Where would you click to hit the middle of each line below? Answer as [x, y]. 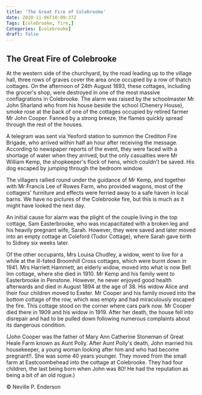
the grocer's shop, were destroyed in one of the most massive [83, 92]
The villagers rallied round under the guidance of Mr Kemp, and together [96, 180]
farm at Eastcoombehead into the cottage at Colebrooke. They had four [95, 362]
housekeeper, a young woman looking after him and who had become [93, 349]
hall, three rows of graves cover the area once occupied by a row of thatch [99, 80]
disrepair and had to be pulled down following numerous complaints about [98, 318]
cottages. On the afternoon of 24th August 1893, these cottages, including [98, 86]
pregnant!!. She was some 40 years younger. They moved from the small [96, 356]
